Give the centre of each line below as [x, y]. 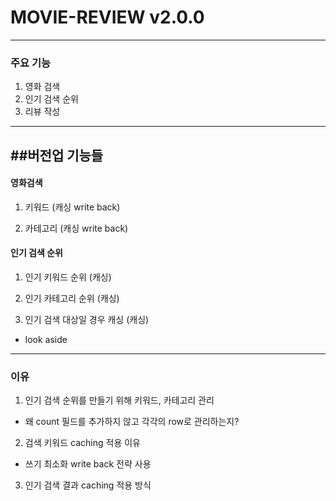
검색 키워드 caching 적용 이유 [82, 443]
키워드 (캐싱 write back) [72, 207]
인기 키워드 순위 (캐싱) [68, 277]
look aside [46, 340]
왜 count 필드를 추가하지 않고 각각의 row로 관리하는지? [132, 422]
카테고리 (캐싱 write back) [76, 228]
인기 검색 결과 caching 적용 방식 [88, 485]
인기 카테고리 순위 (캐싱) [72, 298]
